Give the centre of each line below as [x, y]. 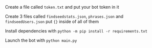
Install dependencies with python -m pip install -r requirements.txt [76, 31]
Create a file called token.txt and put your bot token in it [62, 7]
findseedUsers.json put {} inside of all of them [52, 22]
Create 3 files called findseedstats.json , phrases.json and [64, 16]
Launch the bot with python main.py [41, 40]
